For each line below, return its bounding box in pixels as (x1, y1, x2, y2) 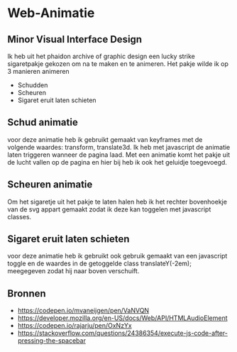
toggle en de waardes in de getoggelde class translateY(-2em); (7, 259, 192, 268)
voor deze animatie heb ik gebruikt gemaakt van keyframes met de (7, 135, 203, 143)
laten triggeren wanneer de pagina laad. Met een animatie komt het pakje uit (7, 150, 231, 159)
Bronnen (7, 287, 46, 299)
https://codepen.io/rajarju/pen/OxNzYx (17, 321, 133, 330)
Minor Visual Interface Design (7, 33, 143, 45)
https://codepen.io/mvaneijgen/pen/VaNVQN (17, 307, 150, 315)
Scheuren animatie (7, 179, 93, 191)
